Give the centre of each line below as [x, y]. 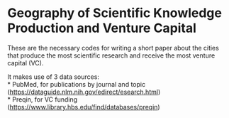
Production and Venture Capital [102, 28]
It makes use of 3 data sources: [53, 77]
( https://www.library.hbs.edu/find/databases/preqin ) [84, 107]
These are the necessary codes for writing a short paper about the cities [113, 48]
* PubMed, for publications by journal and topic [77, 84]
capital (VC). [26, 63]
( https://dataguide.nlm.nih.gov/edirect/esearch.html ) [84, 92]
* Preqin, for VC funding [43, 99]
